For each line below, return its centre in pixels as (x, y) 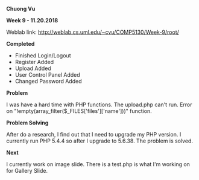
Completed (21, 44)
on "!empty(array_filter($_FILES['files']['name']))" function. (79, 111)
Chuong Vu (21, 9)
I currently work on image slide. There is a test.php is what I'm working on (98, 164)
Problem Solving (27, 123)
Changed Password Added (48, 81)
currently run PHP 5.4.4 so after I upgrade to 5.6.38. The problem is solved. (99, 141)
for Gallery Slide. (27, 171)
